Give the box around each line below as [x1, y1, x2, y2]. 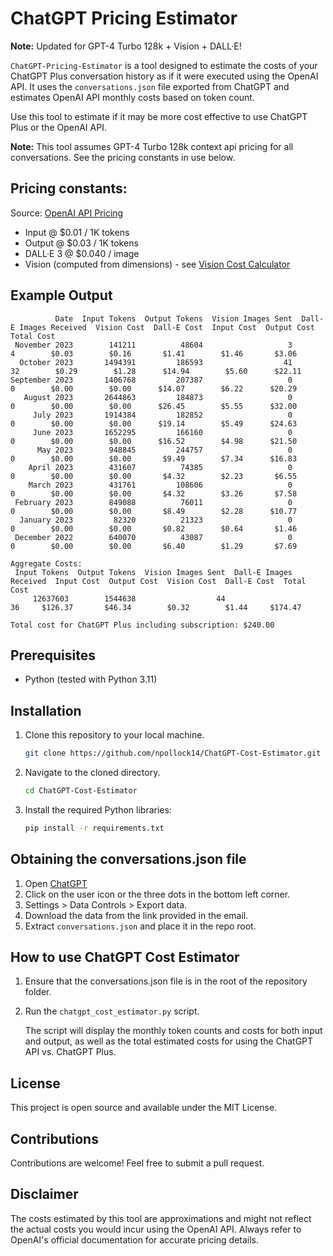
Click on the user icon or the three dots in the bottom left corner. [24, 888, 291, 900]
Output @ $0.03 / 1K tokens [24, 237, 139, 249]
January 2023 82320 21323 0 [19, 515, 293, 525]
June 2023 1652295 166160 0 [32, 427, 293, 437]
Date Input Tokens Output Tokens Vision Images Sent [54, 313, 293, 324]
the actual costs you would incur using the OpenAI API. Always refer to [10, 1223, 302, 1235]
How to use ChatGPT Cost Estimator [10, 949, 240, 966]
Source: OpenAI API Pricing [10, 207, 124, 219]
